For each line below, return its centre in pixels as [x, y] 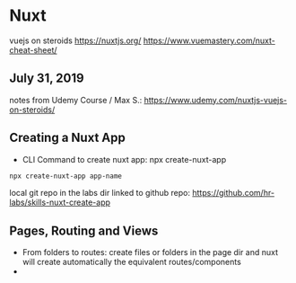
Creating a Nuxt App [67, 138]
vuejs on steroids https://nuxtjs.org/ [75, 40]
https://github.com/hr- [234, 193]
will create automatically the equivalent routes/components [132, 262]
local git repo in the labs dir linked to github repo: [100, 193]
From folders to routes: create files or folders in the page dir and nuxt [150, 252]
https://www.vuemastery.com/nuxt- [209, 40]
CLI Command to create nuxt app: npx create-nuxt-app [124, 159]
